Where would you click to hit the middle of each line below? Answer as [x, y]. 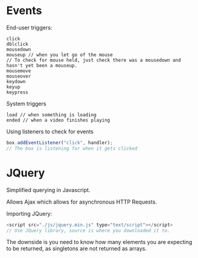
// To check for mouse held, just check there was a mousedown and [94, 60]
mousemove [19, 71]
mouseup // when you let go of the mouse [60, 55]
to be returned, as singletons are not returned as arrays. [77, 249]
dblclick [17, 44]
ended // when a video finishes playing [58, 120]
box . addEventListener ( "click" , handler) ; [60, 142]
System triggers [27, 103]
